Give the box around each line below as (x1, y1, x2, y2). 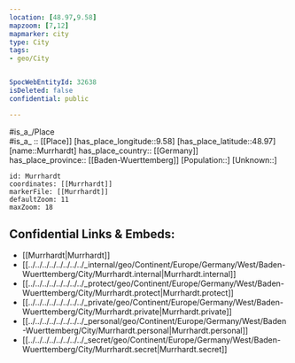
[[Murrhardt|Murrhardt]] (21, 250, 111, 261)
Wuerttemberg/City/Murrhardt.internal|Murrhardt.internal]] (21, 269, 237, 280)
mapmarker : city (9, 29, 69, 38)
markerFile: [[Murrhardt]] (9, 187, 109, 196)
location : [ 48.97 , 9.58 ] (9, 12, 97, 22)
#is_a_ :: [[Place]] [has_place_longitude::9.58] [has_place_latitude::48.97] (9, 135, 276, 146)
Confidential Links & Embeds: (9, 227, 175, 242)
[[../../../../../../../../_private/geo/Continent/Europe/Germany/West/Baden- (21, 297, 283, 308)
